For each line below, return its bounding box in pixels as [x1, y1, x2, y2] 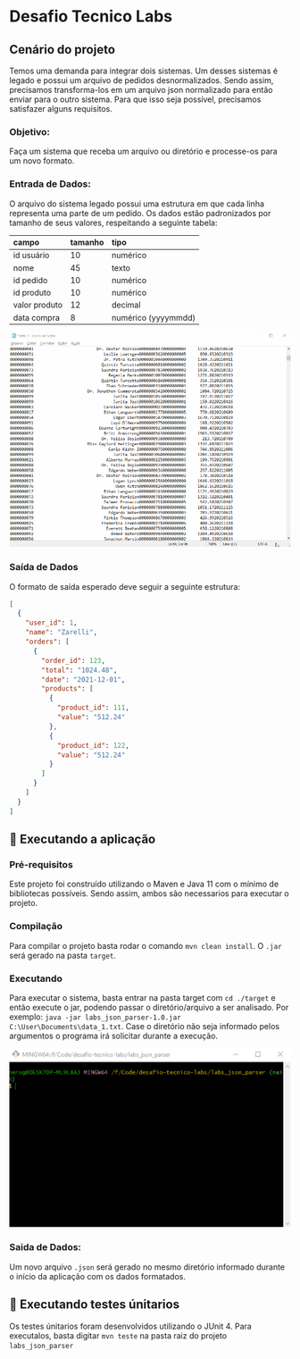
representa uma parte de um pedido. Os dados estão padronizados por [9, 207, 271, 218]
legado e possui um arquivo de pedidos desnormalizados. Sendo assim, [9, 75, 274, 86]
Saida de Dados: [9, 1241, 82, 1254]
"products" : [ [41, 684, 94, 693]
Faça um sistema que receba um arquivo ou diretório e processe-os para [9, 146, 279, 157]
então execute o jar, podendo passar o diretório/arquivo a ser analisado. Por [9, 1002, 289, 1012]
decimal [111, 299, 141, 310]
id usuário [12, 250, 50, 261]
